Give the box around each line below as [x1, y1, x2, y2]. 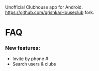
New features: [5, 45, 41, 52]
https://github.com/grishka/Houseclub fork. [5, 9, 95, 15]
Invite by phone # [12, 56, 49, 62]
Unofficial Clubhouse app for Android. [5, 4, 83, 10]
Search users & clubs [12, 61, 56, 67]
